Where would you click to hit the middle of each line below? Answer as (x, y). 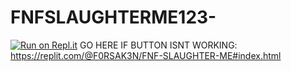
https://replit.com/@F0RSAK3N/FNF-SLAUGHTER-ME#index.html (146, 55)
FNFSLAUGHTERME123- (113, 17)
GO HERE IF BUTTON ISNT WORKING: (158, 45)
